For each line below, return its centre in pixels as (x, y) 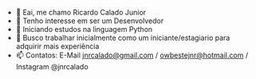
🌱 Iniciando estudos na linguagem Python (84, 29)
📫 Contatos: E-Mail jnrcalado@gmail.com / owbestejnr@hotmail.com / (132, 55)
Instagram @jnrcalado (52, 67)
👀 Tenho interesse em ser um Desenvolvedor (90, 21)
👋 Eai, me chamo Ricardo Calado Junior (81, 12)
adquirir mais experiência (57, 46)
